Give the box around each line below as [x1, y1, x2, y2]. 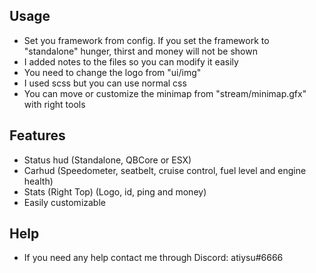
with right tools [23, 98, 86, 110]
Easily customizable [23, 196, 106, 208]
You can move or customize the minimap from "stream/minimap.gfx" [23, 87, 307, 99]
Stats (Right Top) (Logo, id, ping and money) [23, 185, 207, 198]
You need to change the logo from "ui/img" [23, 66, 202, 78]
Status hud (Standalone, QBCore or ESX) [23, 154, 192, 166]
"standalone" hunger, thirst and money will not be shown [23, 45, 258, 57]
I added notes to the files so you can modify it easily [23, 55, 239, 68]
